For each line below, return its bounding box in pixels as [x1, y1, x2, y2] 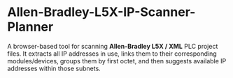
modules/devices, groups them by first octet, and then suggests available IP [7, 56, 227, 65]
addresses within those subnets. [7, 64, 101, 72]
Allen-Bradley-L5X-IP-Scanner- [7, 4, 196, 20]
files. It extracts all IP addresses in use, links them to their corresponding [7, 49, 217, 58]
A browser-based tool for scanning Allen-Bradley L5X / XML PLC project [7, 42, 218, 50]
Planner [7, 19, 54, 35]
